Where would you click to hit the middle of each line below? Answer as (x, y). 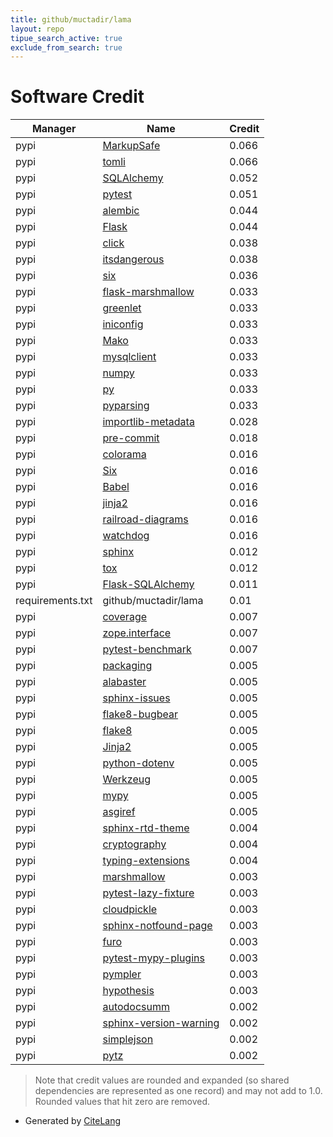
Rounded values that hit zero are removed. (122, 1102)
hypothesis (128, 991)
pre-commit (131, 438)
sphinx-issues (136, 698)
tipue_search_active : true (66, 38)
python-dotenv (138, 763)
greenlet (122, 308)
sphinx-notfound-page (157, 926)
